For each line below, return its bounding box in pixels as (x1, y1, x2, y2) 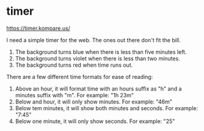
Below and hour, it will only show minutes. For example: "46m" (15, 98, 172, 105)
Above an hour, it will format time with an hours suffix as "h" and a (15, 84, 182, 92)
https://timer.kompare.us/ (6, 24, 70, 32)
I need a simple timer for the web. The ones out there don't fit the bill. (6, 36, 181, 43)
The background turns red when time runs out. (15, 61, 133, 69)
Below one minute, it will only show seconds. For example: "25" (15, 118, 175, 125)
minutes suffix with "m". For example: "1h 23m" (15, 91, 134, 99)
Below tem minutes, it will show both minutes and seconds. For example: (15, 104, 199, 111)
